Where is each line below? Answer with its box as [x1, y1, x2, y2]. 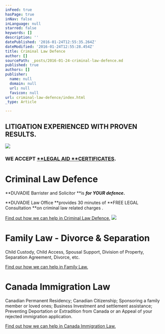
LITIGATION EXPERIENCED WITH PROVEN [5, 122, 138, 131]
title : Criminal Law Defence [5, 49, 66, 54]
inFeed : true [5, 7, 32, 12]
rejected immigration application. [5, 313, 73, 319]
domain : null [9, 81, 37, 86]
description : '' [5, 35, 39, 40]
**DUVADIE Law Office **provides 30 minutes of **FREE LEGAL [5, 200, 139, 205]
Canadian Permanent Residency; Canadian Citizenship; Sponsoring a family [5, 297, 160, 303]
